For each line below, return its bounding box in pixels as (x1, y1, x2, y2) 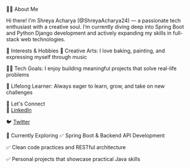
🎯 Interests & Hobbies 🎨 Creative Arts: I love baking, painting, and (6, 47, 165, 54)
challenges (6, 89, 33, 95)
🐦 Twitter (6, 118, 31, 125)
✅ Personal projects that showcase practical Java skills (6, 156, 140, 162)
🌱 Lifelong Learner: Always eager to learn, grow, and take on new (6, 83, 165, 90)
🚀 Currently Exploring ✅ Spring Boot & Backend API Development (6, 132, 165, 139)
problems (6, 71, 30, 78)
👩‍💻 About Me (6, 6, 38, 12)
